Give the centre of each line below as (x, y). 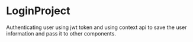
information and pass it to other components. (61, 33)
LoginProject (38, 11)
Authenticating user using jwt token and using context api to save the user (97, 27)
